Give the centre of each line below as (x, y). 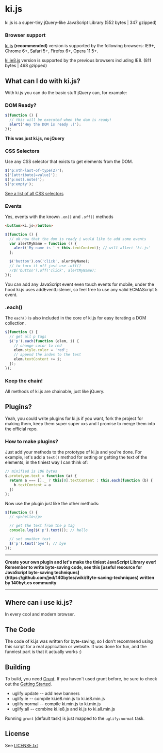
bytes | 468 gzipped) (26, 66)
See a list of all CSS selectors (34, 193)
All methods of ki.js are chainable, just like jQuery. (55, 392)
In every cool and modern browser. (40, 614)
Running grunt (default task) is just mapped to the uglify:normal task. (75, 718)
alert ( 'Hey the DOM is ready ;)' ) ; (45, 125)
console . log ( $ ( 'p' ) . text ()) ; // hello (49, 530)
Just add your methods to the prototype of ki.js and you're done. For (73, 452)
